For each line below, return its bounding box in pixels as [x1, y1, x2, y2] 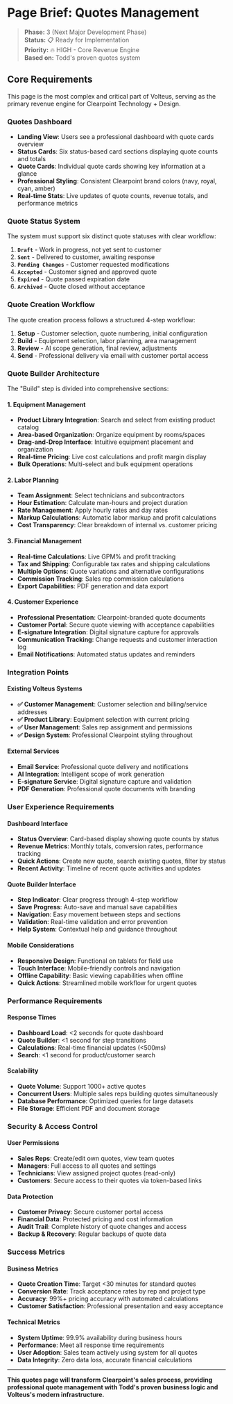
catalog [17, 423, 40, 431]
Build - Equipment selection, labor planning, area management [17, 336, 196, 345]
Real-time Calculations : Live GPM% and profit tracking [17, 552, 176, 561]
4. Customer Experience [7, 597, 79, 606]
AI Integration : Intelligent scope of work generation [17, 770, 165, 779]
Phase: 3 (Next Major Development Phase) [24, 28, 147, 36]
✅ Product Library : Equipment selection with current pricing [17, 715, 189, 723]
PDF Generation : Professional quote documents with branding [17, 785, 196, 793]
